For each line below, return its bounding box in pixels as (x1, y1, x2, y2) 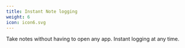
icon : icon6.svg (6, 19, 46, 25)
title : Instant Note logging (6, 8, 78, 15)
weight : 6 (6, 14, 31, 20)
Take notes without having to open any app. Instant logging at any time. (6, 36, 180, 43)
